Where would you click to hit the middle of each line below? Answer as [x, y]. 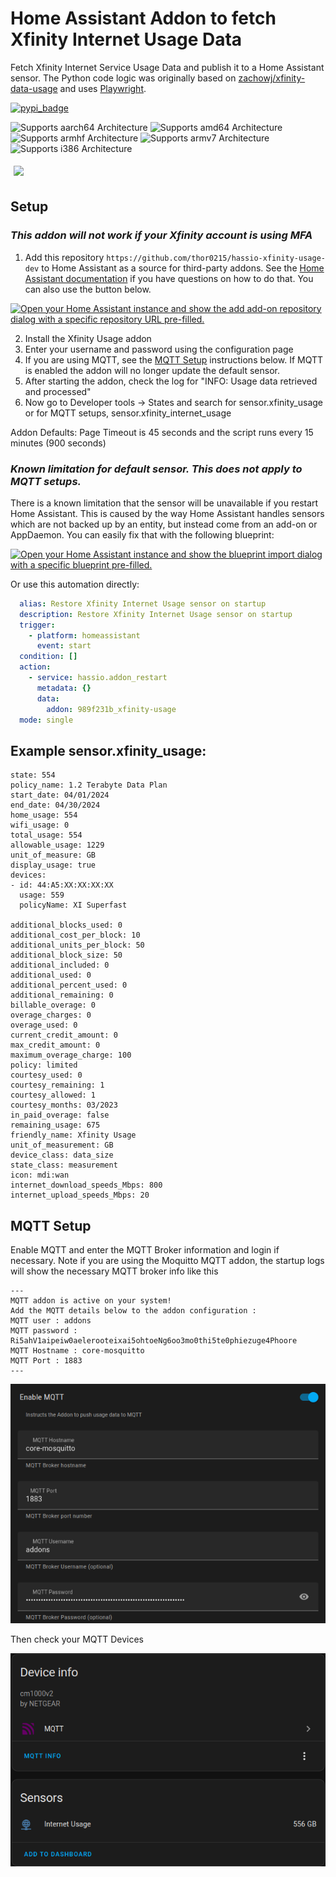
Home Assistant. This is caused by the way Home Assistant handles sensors [167, 513]
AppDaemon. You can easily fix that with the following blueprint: [142, 534]
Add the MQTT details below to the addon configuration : [133, 1311]
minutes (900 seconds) [58, 443]
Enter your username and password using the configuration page [159, 349]
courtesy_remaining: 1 [57, 1085]
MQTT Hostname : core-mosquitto [77, 1351]
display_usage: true [53, 865]
